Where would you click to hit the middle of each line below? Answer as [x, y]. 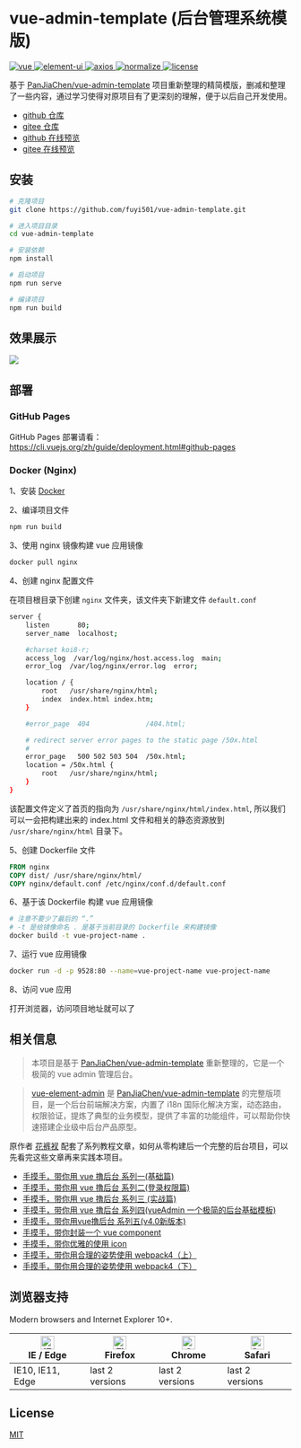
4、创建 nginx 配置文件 [52, 581]
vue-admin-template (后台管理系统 [140, 18]
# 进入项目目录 [34, 225]
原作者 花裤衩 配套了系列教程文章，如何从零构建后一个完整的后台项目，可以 [149, 1145]
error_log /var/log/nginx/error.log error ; [112, 667]
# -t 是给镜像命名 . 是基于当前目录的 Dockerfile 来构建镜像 [113, 927]
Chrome [189, 1355]
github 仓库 [43, 115]
